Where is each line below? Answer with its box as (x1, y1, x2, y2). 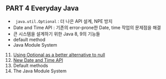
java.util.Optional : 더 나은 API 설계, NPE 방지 (15, 18, 113, 24)
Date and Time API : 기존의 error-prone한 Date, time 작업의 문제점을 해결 (13, 24, 161, 30)
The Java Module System (13, 68, 67, 74)
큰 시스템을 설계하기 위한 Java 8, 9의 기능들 (13, 30, 101, 37)
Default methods (13, 62, 48, 68)
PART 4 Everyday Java (6, 4, 79, 13)
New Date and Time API (13, 57, 63, 63)
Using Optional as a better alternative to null (13, 52, 106, 58)
